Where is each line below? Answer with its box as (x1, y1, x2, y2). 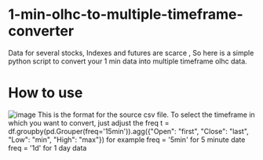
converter (8, 22, 75, 40)
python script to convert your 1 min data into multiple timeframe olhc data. (8, 56, 247, 66)
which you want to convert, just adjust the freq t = (8, 118, 170, 127)
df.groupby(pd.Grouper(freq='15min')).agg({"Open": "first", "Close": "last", (8, 126, 249, 136)
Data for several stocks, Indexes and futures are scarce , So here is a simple (8, 48, 254, 57)
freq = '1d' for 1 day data (8, 143, 87, 152)
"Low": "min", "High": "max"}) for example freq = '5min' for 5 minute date (8, 135, 246, 144)
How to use (8, 84, 83, 102)
